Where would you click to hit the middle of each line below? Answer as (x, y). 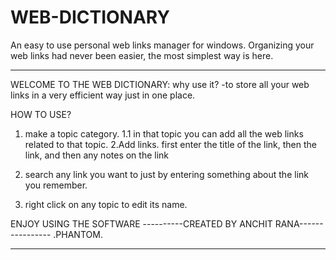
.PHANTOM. (78, 234)
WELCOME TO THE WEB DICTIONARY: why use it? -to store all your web (160, 84)
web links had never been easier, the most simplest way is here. (142, 55)
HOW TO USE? (41, 114)
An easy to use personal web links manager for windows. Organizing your (162, 45)
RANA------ (299, 223)
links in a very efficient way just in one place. (103, 95)
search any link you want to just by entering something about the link (166, 174)
